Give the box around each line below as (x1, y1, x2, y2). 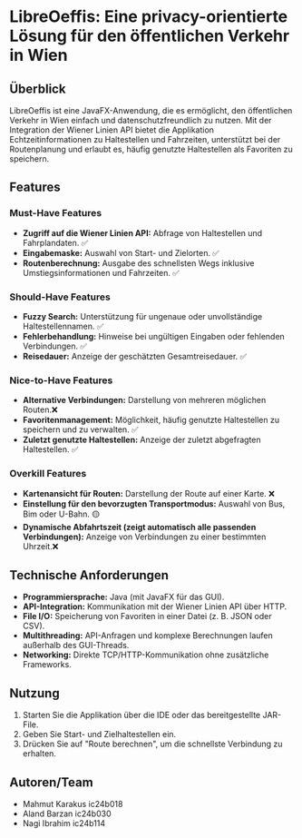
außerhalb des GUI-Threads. (22, 640, 130, 651)
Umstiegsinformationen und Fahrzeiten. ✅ (22, 267, 180, 278)
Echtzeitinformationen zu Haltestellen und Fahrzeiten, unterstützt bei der (9, 134, 281, 144)
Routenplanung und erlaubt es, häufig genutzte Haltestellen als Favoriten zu (9, 143, 293, 154)
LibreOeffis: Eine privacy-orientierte (9, 6, 288, 27)
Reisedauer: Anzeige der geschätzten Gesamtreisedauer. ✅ (22, 350, 248, 361)
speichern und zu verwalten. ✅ (22, 424, 139, 435)
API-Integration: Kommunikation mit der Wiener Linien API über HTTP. (22, 601, 287, 612)
